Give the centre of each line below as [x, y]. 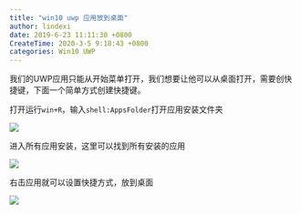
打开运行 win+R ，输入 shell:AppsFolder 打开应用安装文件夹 [116, 109]
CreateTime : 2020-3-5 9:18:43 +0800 [79, 43]
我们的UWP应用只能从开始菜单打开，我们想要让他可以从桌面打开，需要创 [147, 79]
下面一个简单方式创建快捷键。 [89, 90]
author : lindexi [40, 26]
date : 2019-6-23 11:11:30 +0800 [71, 35]
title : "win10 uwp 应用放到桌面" [69, 18]
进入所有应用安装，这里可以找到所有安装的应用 [97, 146]
